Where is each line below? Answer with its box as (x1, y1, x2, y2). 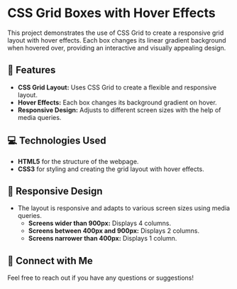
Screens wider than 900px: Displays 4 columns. (28, 219, 172, 228)
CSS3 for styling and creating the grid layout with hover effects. (17, 165, 204, 173)
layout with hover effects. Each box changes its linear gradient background (7, 36, 226, 44)
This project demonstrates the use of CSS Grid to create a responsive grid (7, 28, 224, 37)
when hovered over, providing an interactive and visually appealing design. (7, 43, 226, 52)
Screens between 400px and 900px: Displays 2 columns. (28, 227, 200, 235)
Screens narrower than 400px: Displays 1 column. (28, 234, 177, 243)
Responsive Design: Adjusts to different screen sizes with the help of (17, 105, 221, 114)
